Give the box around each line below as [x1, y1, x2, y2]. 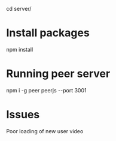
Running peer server [6, 67, 111, 80]
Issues [6, 108, 40, 122]
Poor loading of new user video [6, 127, 84, 134]
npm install [6, 46, 33, 53]
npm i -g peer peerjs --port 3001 [6, 86, 87, 94]
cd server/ [6, 5, 32, 12]
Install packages [6, 26, 90, 40]
